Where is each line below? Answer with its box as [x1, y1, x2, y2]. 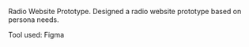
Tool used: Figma [8, 31, 65, 39]
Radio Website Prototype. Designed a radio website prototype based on [8, 7, 242, 16]
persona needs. [8, 15, 59, 24]
